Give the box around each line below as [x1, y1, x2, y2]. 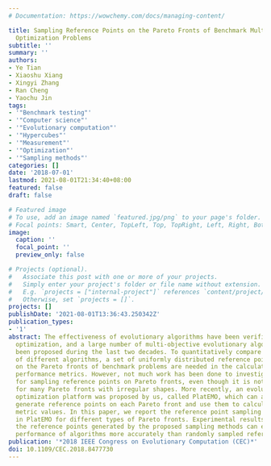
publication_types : [8, 318, 74, 327]
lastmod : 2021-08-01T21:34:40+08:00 [8, 177, 131, 185]
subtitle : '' [8, 41, 52, 49]
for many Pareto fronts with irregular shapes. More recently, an [15, 385, 244, 393]
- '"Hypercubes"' [8, 131, 67, 139]
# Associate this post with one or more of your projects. [8, 273, 219, 281]
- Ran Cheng [8, 86, 48, 94]
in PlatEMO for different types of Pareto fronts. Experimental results [15, 415, 265, 423]
